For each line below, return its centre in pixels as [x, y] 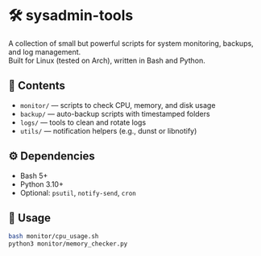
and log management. [45, 52]
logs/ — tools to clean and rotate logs [83, 122]
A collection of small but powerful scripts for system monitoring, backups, [131, 43]
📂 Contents [37, 86]
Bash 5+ [34, 175]
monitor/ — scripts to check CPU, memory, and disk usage [118, 105]
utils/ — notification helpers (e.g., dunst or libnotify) [108, 130]
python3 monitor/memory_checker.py [68, 244]
